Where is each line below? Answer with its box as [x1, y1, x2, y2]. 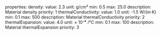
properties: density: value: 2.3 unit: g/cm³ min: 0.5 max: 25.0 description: [5, 4, 152, 10]
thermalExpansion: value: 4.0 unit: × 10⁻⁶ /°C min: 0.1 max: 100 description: [5, 19, 155, 25]
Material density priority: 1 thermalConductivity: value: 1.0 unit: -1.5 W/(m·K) [5, 9, 157, 15]
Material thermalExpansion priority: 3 [5, 24, 79, 30]
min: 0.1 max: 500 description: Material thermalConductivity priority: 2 [5, 14, 145, 20]
